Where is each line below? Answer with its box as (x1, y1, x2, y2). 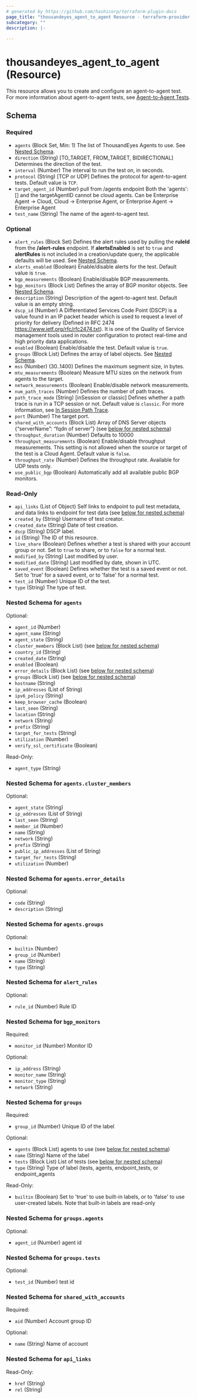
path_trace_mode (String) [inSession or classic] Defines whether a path (14, 394, 185, 401)
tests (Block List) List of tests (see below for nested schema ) (14, 1158, 163, 1165)
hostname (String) (14, 679, 56, 686)
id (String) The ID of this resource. (14, 534, 98, 541)
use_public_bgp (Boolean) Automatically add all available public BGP (14, 469, 179, 476)
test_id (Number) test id (14, 1278, 74, 1285)
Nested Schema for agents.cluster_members (6, 779, 131, 787)
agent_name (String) (14, 629, 61, 636)
